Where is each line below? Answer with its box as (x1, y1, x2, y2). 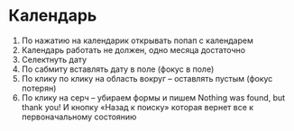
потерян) (21, 83, 57, 93)
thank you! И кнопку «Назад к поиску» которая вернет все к (21, 101, 254, 112)
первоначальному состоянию (21, 111, 137, 122)
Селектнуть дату (21, 54, 87, 65)
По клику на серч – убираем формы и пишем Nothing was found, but (21, 92, 286, 103)
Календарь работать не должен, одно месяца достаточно (21, 44, 245, 55)
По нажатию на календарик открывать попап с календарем (21, 35, 253, 46)
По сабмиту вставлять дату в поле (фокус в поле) (21, 64, 215, 74)
